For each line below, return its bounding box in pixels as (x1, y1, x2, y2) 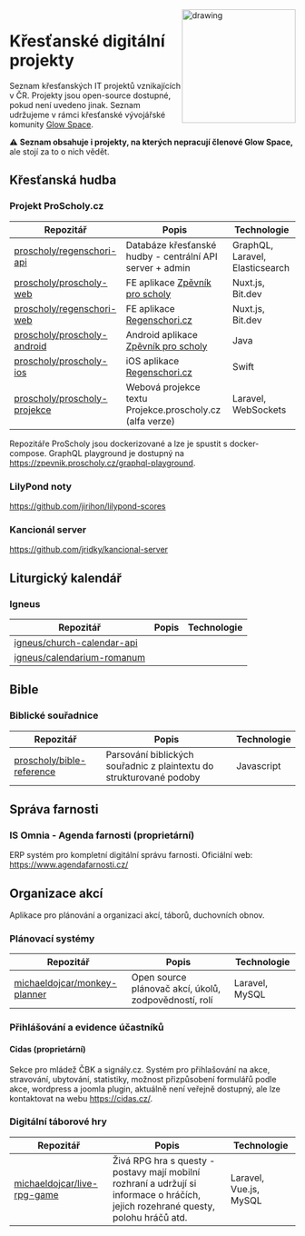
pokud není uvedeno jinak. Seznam (9, 99, 141, 110)
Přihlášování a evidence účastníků (9, 1022, 164, 1034)
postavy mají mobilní (112, 1165, 201, 1178)
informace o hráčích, (112, 1188, 202, 1201)
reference (14, 765, 56, 778)
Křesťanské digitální (9, 31, 165, 52)
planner (14, 988, 47, 1001)
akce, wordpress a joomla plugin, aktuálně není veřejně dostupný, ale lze (9, 1083, 281, 1094)
